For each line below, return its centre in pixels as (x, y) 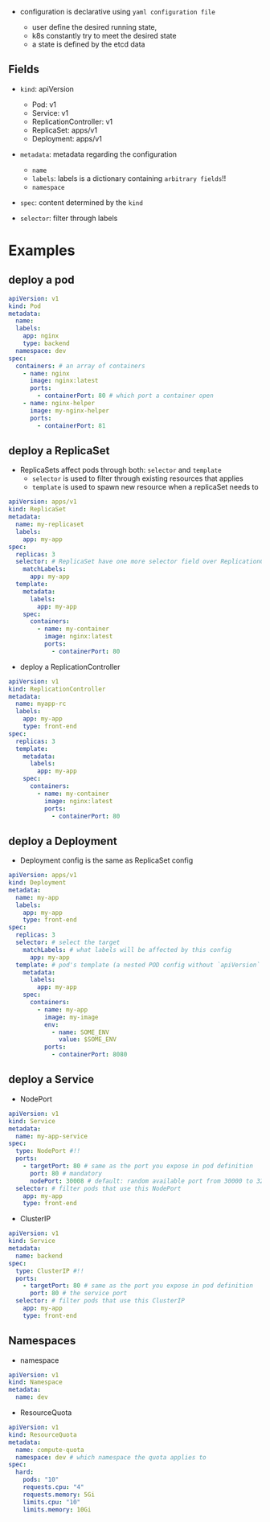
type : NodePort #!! (48, 1151)
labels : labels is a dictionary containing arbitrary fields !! (129, 178)
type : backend (46, 344)
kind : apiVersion (47, 88)
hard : (25, 1472)
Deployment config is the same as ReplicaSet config (106, 860)
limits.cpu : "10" (52, 1502)
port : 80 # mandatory (66, 1173)
